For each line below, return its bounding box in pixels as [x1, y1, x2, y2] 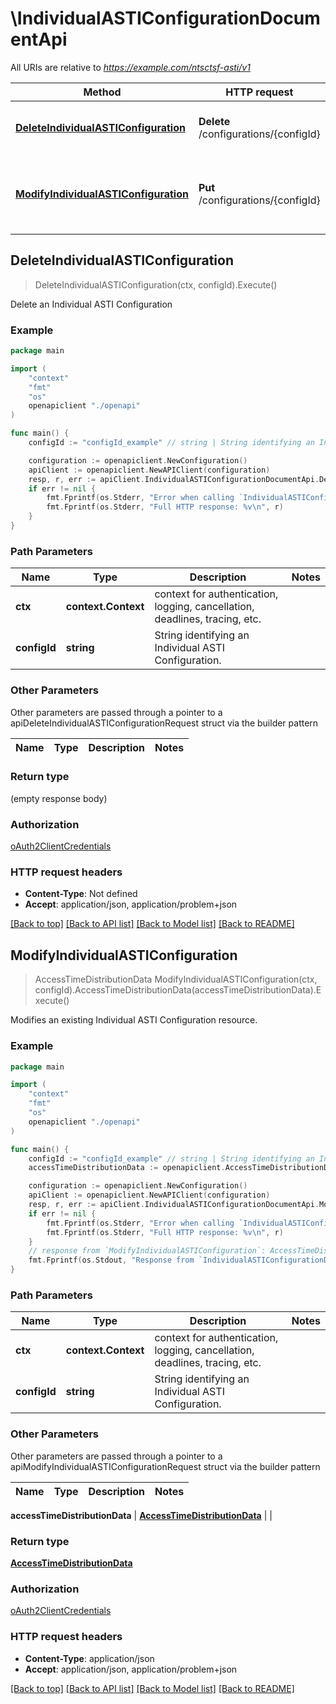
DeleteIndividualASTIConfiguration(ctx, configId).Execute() [34, 278, 278, 291]
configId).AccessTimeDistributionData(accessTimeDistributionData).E [34, 984, 322, 996]
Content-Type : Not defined [24, 888, 138, 900]
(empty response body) [10, 792, 108, 804]
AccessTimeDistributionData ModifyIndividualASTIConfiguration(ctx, [34, 973, 318, 986]
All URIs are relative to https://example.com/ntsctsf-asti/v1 [10, 61, 251, 73]
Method [83, 85, 122, 99]
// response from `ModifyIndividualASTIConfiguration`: [28, 1246, 267, 1256]
